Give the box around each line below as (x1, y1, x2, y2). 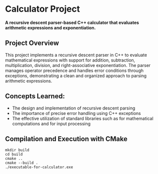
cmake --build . (5, 160, 38, 166)
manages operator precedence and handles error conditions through (5, 67, 144, 73)
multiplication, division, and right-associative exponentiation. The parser (5, 62, 151, 68)
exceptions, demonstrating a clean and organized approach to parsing (5, 72, 147, 79)
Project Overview (5, 39, 59, 47)
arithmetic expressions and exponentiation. (5, 24, 96, 30)
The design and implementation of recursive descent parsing (12, 105, 135, 111)
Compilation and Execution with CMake (5, 134, 128, 143)
